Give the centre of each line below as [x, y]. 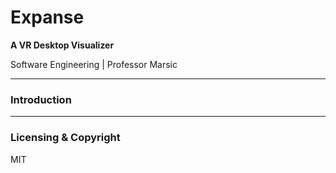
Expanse [47, 17]
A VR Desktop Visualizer [62, 45]
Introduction [41, 99]
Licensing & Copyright [65, 138]
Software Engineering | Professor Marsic [94, 64]
